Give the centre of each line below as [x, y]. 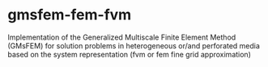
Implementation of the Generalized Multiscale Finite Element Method [122, 37]
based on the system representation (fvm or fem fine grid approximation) [130, 54]
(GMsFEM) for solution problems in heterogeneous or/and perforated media [134, 45]
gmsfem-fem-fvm [70, 15]
